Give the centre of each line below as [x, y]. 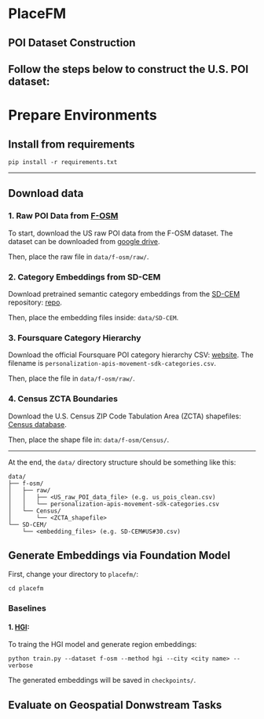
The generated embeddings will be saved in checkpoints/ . [102, 681]
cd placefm [26, 589]
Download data [46, 193]
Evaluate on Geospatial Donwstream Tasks [115, 704]
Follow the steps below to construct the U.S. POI [128, 69]
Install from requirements [71, 144]
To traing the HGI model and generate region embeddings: [103, 644]
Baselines [27, 608]
